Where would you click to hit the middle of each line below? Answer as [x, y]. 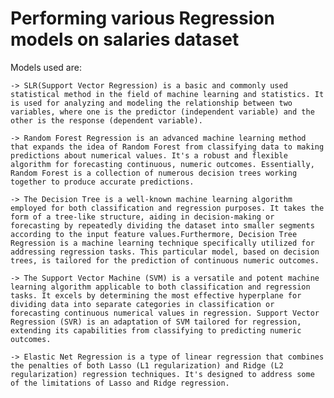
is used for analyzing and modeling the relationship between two [151, 103]
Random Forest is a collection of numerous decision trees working [154, 173]
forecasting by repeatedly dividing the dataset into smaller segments [162, 225]
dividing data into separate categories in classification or [142, 304]
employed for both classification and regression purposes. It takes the [167, 208]
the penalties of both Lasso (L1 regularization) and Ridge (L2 [147, 365]
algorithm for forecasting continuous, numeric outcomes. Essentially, [162, 164]
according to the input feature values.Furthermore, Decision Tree [154, 234]
